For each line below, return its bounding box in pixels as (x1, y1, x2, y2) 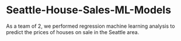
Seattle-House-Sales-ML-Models (6, 3, 171, 17)
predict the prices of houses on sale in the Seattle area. (6, 28, 140, 35)
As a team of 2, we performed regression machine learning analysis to (6, 23, 175, 29)
